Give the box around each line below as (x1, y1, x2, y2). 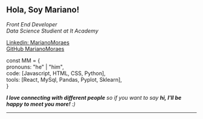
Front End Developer (6, 20, 57, 28)
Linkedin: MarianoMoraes (6, 38, 69, 46)
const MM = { (6, 56, 40, 64)
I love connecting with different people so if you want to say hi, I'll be (6, 94, 182, 101)
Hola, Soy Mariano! (6, 5, 80, 15)
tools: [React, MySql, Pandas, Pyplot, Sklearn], (6, 76, 122, 83)
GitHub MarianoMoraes (6, 45, 65, 52)
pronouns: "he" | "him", (6, 63, 65, 70)
